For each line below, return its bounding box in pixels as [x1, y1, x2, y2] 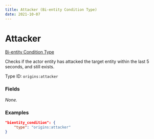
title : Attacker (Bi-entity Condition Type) [5, 7, 97, 12]
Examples [5, 109, 29, 116]
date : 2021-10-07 [5, 12, 41, 17]
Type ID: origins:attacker [5, 73, 59, 79]
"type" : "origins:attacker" [14, 125, 71, 130]
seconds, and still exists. [5, 64, 55, 70]
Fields [5, 85, 20, 92]
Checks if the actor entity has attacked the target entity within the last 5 [5, 58, 150, 64]
